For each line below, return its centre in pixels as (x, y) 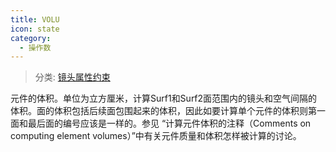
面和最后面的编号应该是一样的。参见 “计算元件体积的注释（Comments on (161, 123)
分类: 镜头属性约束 (72, 77)
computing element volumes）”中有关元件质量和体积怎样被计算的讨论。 (156, 136)
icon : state (35, 29)
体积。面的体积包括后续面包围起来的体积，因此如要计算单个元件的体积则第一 (168, 111)
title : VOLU (35, 19)
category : (31, 38)
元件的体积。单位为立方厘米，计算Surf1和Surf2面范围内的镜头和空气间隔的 (164, 98)
